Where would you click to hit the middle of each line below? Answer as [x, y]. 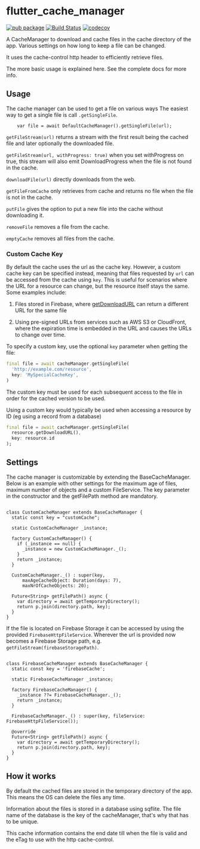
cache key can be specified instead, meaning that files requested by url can [100, 273]
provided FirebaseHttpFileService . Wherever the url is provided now [91, 635]
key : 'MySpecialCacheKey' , [45, 375]
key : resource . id [33, 439]
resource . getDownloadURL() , [47, 433]
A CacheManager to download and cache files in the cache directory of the [99, 39]
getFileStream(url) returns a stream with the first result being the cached [97, 137]
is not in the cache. [30, 197]
